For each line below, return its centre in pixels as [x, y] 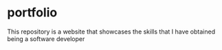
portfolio [32, 13]
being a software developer [46, 38]
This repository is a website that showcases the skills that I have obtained [111, 32]
